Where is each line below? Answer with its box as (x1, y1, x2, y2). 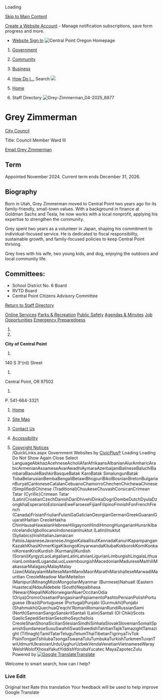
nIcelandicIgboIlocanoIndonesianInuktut (12, 527, 92, 533)
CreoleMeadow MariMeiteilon (26, 574, 85, 580)
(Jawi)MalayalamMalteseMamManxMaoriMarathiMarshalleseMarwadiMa (12, 569, 158, 574)
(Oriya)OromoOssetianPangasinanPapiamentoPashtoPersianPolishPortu (12, 594, 157, 600)
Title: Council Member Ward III (5, 137, 66, 143)
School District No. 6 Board (12, 283, 67, 288)
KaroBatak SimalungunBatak (81, 470, 139, 476)
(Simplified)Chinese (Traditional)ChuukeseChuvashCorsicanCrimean (12, 486, 150, 492)
